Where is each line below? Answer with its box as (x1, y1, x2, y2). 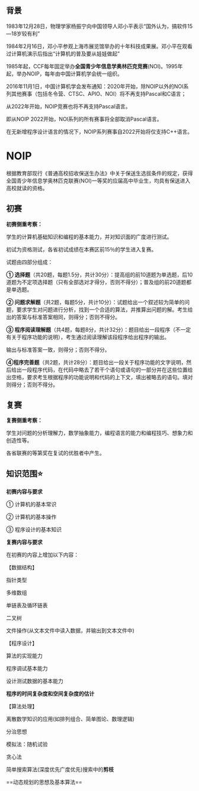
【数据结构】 (6, 564, 37, 571)
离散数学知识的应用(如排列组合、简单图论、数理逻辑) (6, 716, 135, 723)
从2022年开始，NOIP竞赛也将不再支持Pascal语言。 (6, 103, 131, 110)
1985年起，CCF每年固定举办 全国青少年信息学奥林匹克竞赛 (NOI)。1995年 (6, 62, 183, 70)
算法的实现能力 (6, 653, 43, 660)
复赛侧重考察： (6, 417, 43, 424)
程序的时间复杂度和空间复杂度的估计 (6, 690, 95, 697)
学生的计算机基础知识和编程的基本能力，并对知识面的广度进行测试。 (6, 233, 172, 240)
